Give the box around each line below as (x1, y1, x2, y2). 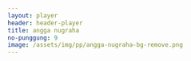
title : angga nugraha (7, 26, 80, 34)
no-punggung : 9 (7, 33, 58, 42)
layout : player (7, 11, 58, 20)
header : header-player (7, 19, 83, 27)
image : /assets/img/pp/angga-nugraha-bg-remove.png (7, 41, 183, 49)
